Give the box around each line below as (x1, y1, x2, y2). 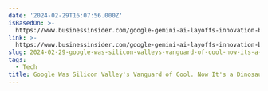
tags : (8, 56, 26, 64)
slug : (8, 48, 26, 56)
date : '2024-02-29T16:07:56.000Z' (8, 11, 124, 20)
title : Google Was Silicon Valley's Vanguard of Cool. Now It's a (8, 70, 234, 78)
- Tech (15, 63, 37, 71)
